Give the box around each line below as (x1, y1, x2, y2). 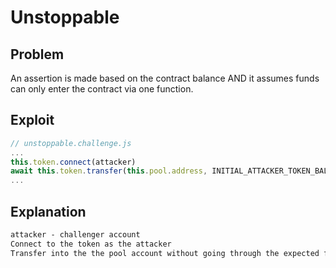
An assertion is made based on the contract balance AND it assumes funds (10, 72, 320, 84)
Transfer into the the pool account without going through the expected (10, 248, 320, 258)
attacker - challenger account (10, 230, 141, 240)
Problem (10, 46, 65, 63)
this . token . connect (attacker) (10, 157, 137, 167)
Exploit (10, 112, 55, 129)
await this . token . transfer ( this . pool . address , (10, 166, 208, 176)
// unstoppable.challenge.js (10, 138, 132, 148)
